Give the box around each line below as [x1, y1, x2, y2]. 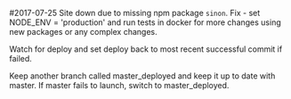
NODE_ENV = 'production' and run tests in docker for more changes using [9, 17, 282, 28]
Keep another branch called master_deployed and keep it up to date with [9, 70, 276, 81]
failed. [9, 54, 33, 63]
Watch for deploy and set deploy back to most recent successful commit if [9, 44, 283, 54]
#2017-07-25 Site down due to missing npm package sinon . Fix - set [9, 8, 261, 18]
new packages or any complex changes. [9, 27, 158, 37]
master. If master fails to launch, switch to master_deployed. [9, 80, 230, 90]
